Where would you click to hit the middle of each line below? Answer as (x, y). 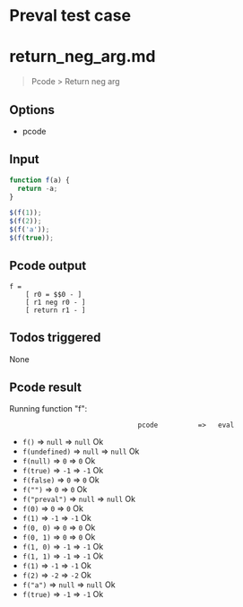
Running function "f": (48, 409)
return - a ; (38, 188)
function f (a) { (39, 180)
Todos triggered (55, 338)
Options (32, 110)
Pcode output (48, 266)
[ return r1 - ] (56, 310)
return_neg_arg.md (82, 57)
